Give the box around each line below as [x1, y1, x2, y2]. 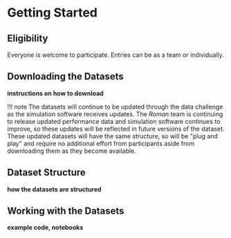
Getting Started [7, 5, 98, 21]
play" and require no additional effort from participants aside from [7, 139, 195, 147]
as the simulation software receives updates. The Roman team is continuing [7, 109, 223, 118]
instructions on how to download [7, 89, 104, 98]
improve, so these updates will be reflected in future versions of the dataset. [7, 125, 225, 133]
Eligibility [7, 33, 48, 44]
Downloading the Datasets [7, 71, 124, 82]
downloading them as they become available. [7, 147, 136, 155]
